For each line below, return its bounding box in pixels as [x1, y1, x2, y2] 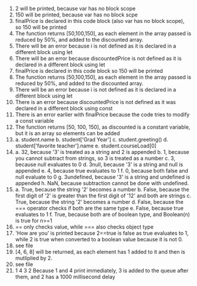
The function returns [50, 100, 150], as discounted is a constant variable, [15, 123, 191, 130]
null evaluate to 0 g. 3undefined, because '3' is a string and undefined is [15, 173, 191, 180]
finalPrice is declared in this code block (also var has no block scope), [15, 18, 185, 24]
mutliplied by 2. [15, 255, 53, 261]
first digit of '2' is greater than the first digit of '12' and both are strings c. [15, 192, 192, 199]
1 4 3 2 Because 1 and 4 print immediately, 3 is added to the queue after [15, 267, 189, 274]
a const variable [15, 117, 55, 124]
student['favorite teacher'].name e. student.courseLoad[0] [15, 142, 157, 149]
